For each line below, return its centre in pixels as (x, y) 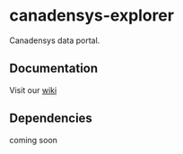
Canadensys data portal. (55, 40)
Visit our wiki (33, 90)
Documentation (54, 68)
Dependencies (51, 119)
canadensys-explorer (92, 16)
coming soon (34, 140)
